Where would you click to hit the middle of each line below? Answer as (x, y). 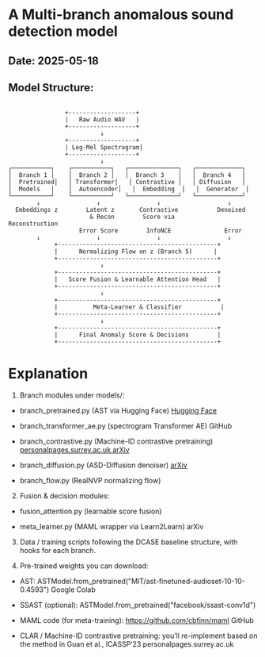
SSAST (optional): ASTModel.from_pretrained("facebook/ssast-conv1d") (138, 605)
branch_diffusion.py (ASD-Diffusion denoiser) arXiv (103, 465)
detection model (63, 31)
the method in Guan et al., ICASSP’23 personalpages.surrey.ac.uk (127, 644)
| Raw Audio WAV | (102, 120)
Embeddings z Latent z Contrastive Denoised (131, 210)
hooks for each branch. (58, 551)
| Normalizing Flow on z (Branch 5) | (136, 252)
